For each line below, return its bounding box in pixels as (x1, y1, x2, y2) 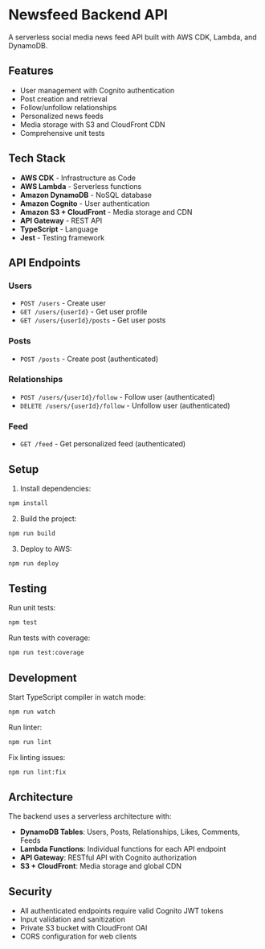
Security (8, 885, 52, 898)
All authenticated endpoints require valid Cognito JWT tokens (19, 906, 224, 916)
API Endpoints (8, 256, 81, 269)
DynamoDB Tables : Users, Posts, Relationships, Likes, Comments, (19, 827, 241, 837)
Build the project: (19, 513, 77, 524)
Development (8, 671, 78, 684)
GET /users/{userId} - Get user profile (19, 307, 148, 317)
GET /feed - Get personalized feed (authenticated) (19, 439, 186, 449)
